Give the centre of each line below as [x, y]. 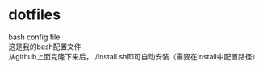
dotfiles [35, 15]
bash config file [34, 37]
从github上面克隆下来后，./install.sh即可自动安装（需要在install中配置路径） [134, 56]
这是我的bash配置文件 [45, 47]
